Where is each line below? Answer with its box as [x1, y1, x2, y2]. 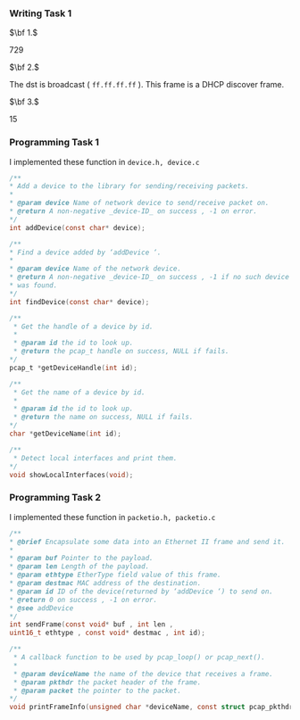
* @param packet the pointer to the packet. [12, 686, 181, 695]
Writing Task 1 [9, 7, 72, 20]
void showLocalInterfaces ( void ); [9, 470, 134, 479]
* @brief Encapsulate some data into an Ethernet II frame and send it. [9, 537, 286, 546]
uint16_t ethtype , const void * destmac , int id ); [9, 628, 205, 638]
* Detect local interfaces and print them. [12, 453, 178, 462]
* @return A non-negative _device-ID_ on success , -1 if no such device [9, 273, 290, 282]
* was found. [9, 281, 58, 290]
